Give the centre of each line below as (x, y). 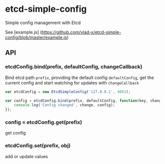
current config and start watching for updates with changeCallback (72, 82)
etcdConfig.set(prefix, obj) (38, 146)
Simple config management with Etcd (43, 23)
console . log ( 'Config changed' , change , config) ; (65, 105)
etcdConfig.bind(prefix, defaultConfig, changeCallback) (74, 67)
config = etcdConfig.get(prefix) (44, 122)
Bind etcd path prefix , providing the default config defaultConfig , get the (80, 78)
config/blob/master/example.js (36, 37)
